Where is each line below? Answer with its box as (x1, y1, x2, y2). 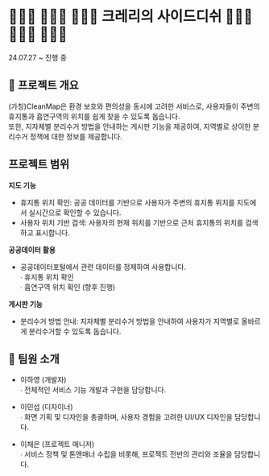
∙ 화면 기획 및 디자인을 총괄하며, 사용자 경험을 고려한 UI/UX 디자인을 (19, 412, 234, 422)
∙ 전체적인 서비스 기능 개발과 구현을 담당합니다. (19, 385, 167, 395)
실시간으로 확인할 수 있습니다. (28, 207, 122, 217)
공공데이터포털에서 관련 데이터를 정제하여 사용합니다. (19, 262, 187, 271)
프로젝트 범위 (8, 158, 70, 172)
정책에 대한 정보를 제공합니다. (29, 131, 122, 141)
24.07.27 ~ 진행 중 (8, 52, 67, 62)
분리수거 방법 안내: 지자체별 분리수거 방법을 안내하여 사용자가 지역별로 (19, 316, 240, 326)
